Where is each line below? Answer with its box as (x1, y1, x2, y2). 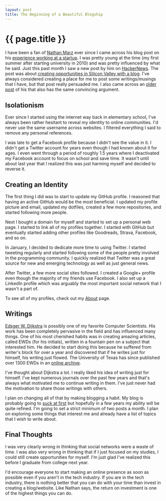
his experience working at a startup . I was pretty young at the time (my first (5, 55, 159, 61)
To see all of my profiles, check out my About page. (5, 295, 111, 301)
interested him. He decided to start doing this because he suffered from (5, 344, 152, 350)
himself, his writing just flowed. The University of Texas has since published (5, 355, 160, 360)
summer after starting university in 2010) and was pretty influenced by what (5, 60, 160, 66)
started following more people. (5, 210, 68, 215)
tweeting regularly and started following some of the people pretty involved (5, 250, 160, 256)
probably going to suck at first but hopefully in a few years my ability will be (5, 400, 160, 406)
